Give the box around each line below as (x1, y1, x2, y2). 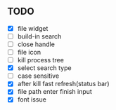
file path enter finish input (17, 88, 93, 96)
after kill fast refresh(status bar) (17, 80, 110, 88)
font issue (17, 95, 47, 104)
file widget (17, 24, 49, 32)
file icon (17, 48, 41, 56)
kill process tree (17, 56, 65, 64)
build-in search (17, 32, 62, 41)
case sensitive (17, 71, 60, 80)
